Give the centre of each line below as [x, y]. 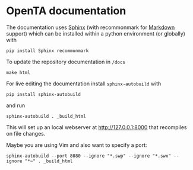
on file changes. [26, 133]
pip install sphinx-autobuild [44, 94]
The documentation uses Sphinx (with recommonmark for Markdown [91, 27]
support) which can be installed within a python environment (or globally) [96, 33]
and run [16, 105]
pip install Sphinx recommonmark [48, 51]
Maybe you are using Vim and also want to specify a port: [77, 145]
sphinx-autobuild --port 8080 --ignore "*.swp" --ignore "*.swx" [88, 156]
